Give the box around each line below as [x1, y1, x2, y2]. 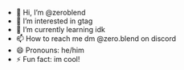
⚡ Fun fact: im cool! [15, 55, 80, 64]
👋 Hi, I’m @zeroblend [15, 8, 86, 17]
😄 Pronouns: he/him [15, 45, 84, 55]
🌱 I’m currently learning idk [15, 25, 106, 34]
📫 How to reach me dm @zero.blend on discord [15, 34, 177, 43]
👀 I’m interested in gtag [15, 16, 93, 26]
